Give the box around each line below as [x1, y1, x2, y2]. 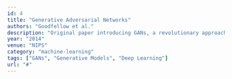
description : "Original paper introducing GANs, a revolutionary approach [7, 29, 227, 36]
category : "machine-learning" [7, 49, 95, 56]
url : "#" [7, 61, 32, 68]
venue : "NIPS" [7, 42, 48, 49]
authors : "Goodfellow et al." [7, 23, 95, 30]
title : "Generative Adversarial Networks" [7, 16, 131, 23]
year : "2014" [7, 36, 45, 43]
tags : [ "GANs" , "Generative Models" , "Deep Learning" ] [7, 55, 168, 62]
